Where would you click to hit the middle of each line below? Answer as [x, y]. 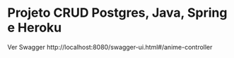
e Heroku [35, 28]
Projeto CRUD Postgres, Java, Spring [117, 13]
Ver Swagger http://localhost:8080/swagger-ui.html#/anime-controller [110, 47]
